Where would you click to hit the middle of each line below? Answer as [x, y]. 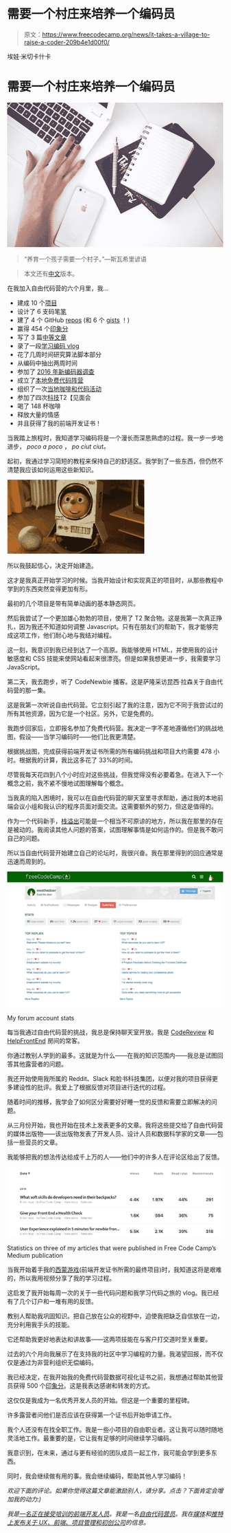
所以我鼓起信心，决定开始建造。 [52, 566]
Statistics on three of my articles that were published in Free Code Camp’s [112, 1248]
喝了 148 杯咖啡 [39, 406]
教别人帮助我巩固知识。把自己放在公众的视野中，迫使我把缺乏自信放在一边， [115, 1316]
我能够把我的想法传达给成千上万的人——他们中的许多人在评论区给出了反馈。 [115, 1157]
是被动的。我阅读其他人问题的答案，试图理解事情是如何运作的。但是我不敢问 [115, 829]
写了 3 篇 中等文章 [42, 337]
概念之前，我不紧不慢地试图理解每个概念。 [67, 783]
